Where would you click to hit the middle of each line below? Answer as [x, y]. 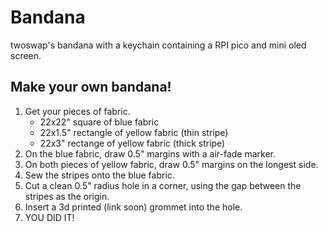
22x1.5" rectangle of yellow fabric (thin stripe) [134, 132]
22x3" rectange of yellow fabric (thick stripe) [132, 143]
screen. [26, 55]
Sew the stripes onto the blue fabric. [99, 175]
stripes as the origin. [67, 196]
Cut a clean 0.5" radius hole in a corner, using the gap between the [163, 185]
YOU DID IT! [49, 217]
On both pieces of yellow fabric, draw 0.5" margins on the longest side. [171, 164]
